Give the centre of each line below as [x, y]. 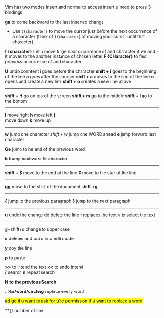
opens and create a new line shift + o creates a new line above [68, 81]
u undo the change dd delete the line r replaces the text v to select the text [80, 215]
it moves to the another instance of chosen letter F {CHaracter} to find [76, 56]
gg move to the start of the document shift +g [51, 187]
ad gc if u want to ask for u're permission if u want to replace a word [74, 301]
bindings [14, 12]
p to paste [15, 258]
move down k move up [28, 120]
